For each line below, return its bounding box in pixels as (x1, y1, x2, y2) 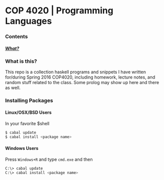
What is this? (5, 58, 37, 65)
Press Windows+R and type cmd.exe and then (5, 156, 93, 162)
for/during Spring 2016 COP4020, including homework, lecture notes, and (5, 74, 156, 80)
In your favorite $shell (5, 120, 49, 126)
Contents (5, 33, 28, 40)
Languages (5, 15, 52, 27)
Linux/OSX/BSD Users (5, 109, 52, 115)
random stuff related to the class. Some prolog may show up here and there (5, 80, 160, 86)
